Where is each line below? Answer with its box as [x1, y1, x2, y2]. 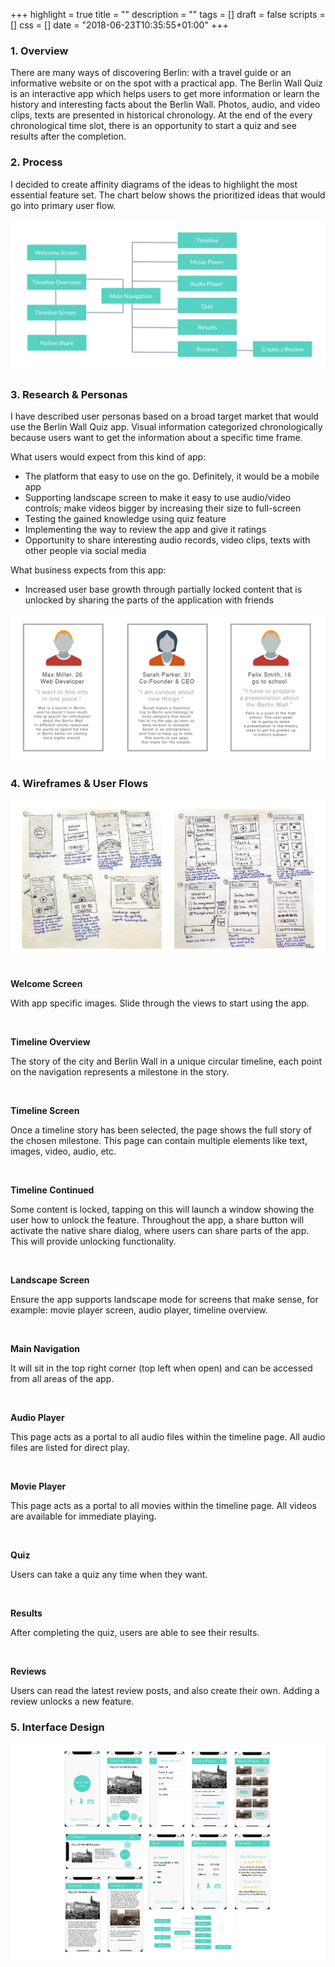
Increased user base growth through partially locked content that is [24, 584, 303, 596]
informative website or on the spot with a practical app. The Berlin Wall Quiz [10, 77, 323, 89]
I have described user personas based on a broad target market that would [10, 410, 319, 423]
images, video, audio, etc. [10, 1145, 117, 1157]
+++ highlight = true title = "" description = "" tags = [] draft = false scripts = [10, 9, 326, 20]
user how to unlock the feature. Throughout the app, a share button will [10, 1214, 305, 1226]
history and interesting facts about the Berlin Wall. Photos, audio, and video [10, 99, 321, 111]
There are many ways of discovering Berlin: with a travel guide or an [10, 67, 292, 79]
